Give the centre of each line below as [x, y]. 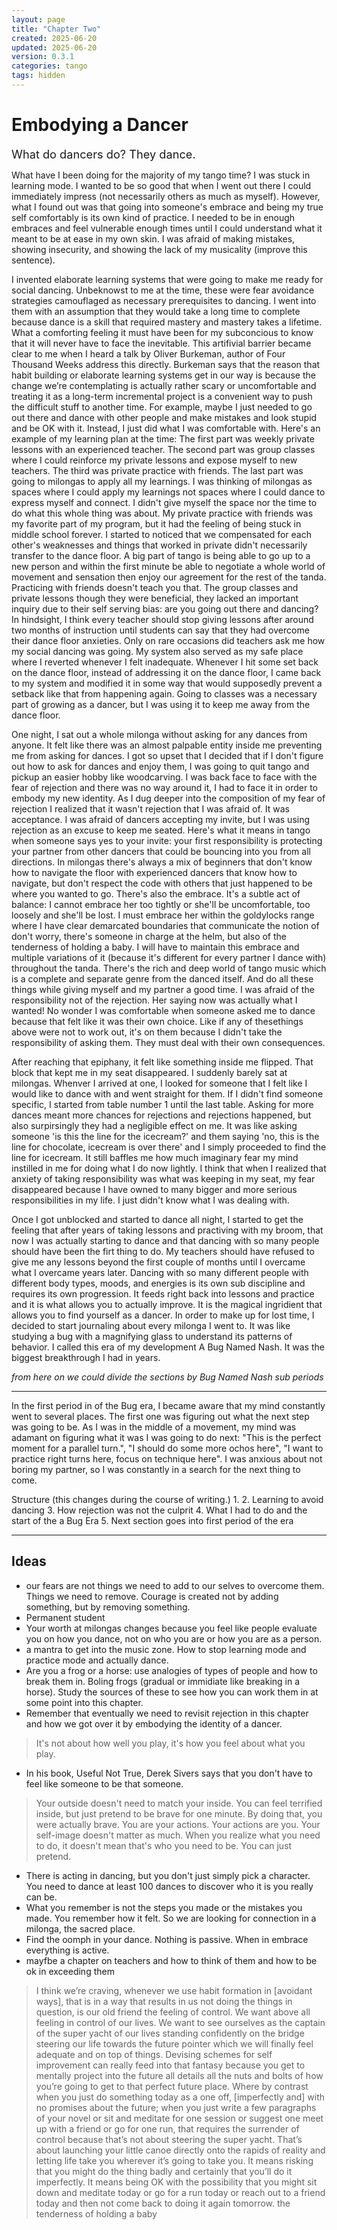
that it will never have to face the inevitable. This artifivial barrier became [161, 343]
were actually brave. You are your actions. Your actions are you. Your [178, 1824]
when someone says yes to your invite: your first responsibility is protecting [167, 840]
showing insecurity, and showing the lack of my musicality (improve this [159, 249]
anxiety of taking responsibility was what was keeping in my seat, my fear [163, 1178]
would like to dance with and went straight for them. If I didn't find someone [167, 1093]
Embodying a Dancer [100, 125]
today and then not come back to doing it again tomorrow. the [163, 2203]
